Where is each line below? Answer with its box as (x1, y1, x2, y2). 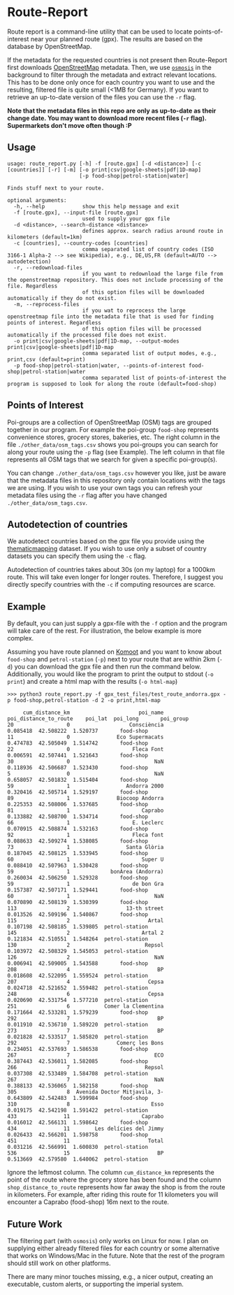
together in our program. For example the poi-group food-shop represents (7, 425, 219, 434)
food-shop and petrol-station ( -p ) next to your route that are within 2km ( (7, 655, 220, 664)
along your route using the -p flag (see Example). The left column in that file (7, 448, 225, 456)
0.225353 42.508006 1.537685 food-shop (7, 801, 149, 808)
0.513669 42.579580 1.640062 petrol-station (7, 1156, 149, 1163)
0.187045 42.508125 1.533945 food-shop (7, 850, 149, 857)
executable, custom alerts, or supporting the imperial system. (7, 1280, 184, 1288)
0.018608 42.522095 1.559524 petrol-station (7, 973, 149, 980)
